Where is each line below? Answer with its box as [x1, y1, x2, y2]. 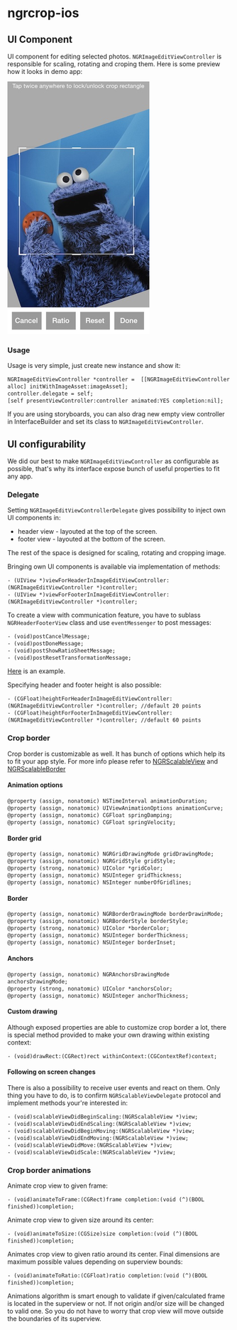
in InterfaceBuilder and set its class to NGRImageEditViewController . [7, 418, 204, 426]
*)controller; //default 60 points [96, 717, 202, 724]
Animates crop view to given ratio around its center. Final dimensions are [7, 1250, 220, 1259]
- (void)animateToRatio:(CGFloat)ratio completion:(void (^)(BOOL [7, 1272, 208, 1279]
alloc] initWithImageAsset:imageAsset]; [7, 383, 129, 391]
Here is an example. [7, 667, 66, 675]
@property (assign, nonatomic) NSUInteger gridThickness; [7, 872, 182, 880]
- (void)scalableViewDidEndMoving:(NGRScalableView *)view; [7, 1134, 189, 1141]
